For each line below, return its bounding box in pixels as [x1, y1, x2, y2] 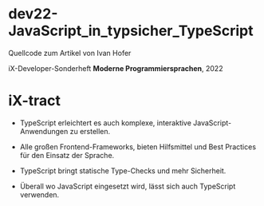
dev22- [8, 5, 58, 23]
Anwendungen [19, 126, 69, 136]
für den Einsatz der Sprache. [19, 150, 115, 160]
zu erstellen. [69, 126, 111, 136]
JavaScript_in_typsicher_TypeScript [8, 22, 254, 40]
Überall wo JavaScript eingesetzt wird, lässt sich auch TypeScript [19, 181, 236, 191]
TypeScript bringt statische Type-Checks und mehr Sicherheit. [19, 165, 227, 176]
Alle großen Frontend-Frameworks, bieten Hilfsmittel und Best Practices [19, 141, 257, 152]
